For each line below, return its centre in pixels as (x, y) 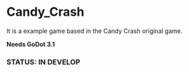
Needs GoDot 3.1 (31, 44)
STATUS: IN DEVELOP (43, 62)
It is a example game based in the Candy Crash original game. (94, 31)
